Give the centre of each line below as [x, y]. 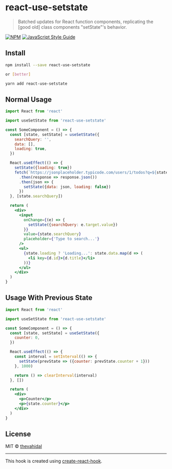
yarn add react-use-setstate [36, 84]
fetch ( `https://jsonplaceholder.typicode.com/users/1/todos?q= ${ [86, 172]
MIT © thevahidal [24, 446]
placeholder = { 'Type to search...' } [62, 239]
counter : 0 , [27, 338]
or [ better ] [18, 74]
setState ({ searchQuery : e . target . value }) [73, 225]
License [18, 434]
